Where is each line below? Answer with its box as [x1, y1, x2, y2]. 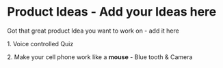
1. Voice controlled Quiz [7, 39, 74, 48]
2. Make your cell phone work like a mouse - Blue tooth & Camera [7, 52, 193, 61]
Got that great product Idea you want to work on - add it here [7, 27, 179, 35]
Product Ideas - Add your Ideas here [7, 4, 217, 20]
